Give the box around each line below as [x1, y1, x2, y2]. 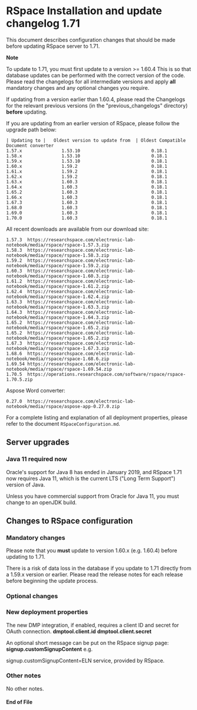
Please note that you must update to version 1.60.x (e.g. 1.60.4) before [6, 547, 178, 554]
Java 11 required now [6, 455, 67, 463]
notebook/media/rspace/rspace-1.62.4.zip [6, 294, 110, 300]
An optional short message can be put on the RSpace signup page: [6, 639, 169, 646]
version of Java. [6, 481, 45, 488]
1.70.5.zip [6, 377, 33, 382]
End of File [6, 699, 32, 706]
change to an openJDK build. [6, 498, 77, 506]
